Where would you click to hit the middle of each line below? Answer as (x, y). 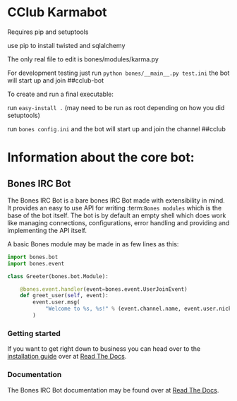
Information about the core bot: (101, 158)
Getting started (34, 333)
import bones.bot (33, 257)
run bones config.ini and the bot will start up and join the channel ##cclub (116, 128)
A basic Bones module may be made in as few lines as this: (93, 244)
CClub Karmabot (57, 12)
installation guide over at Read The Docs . (67, 357)
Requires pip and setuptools (48, 32)
